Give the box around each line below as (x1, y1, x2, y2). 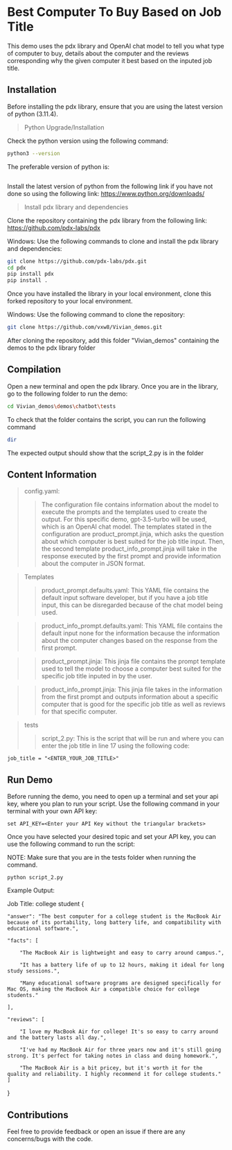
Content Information (7, 468, 97, 480)
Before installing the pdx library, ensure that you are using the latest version (7, 102, 223, 111)
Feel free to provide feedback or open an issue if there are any (7, 1127, 186, 1135)
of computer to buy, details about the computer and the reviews (7, 49, 189, 57)
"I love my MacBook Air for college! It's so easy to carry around (19, 1028, 218, 1036)
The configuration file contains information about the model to (41, 500, 220, 509)
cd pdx (7, 264, 26, 271)
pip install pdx (7, 271, 54, 278)
